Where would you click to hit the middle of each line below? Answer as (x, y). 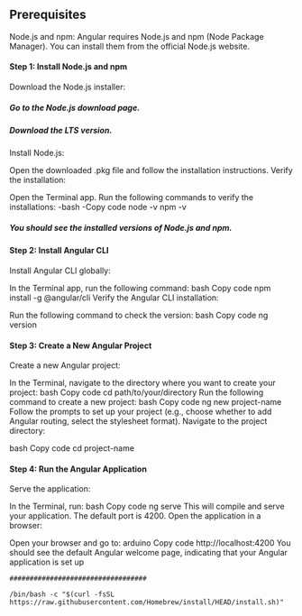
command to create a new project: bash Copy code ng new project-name (146, 402)
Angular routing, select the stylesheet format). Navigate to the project (138, 421)
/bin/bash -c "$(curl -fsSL (62, 594)
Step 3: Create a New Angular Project (81, 345)
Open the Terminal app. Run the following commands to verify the (132, 198)
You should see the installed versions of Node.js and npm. (121, 227)
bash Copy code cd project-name (72, 448)
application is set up (46, 562)
